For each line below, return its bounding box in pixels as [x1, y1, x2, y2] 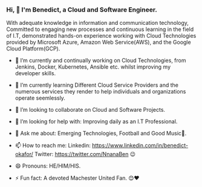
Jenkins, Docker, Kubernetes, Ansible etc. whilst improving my [15, 63, 171, 70]
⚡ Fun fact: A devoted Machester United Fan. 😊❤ [15, 174, 140, 182]
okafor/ [15, 151, 33, 158]
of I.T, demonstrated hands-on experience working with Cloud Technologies [6, 32, 197, 39]
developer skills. [15, 70, 56, 77]
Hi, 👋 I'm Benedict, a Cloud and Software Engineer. [6, 5, 157, 14]
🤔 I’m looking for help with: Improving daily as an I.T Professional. [15, 118, 178, 125]
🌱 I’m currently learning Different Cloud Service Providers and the [15, 81, 179, 89]
